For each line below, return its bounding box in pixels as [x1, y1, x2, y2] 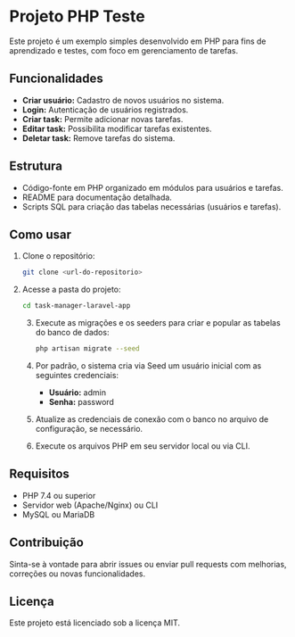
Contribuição [9, 535, 85, 550]
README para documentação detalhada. [21, 192, 172, 203]
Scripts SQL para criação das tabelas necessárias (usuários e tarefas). [21, 201, 282, 211]
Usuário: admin [48, 387, 107, 398]
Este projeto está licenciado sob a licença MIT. [9, 617, 181, 628]
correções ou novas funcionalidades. [9, 568, 145, 579]
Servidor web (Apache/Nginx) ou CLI [21, 500, 159, 510]
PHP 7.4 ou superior [21, 490, 96, 500]
